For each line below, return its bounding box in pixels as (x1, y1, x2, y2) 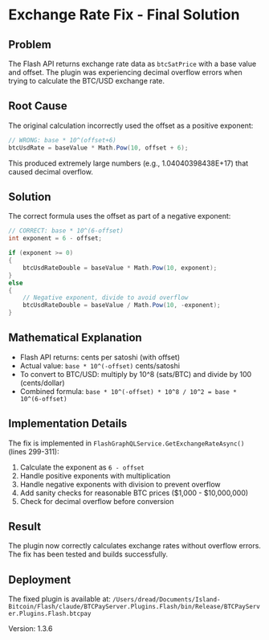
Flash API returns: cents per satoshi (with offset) (19, 352, 181, 362)
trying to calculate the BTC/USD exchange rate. (8, 76, 165, 85)
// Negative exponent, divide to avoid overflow (22, 293, 189, 302)
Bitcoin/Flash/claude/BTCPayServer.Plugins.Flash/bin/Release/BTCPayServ (8, 603, 261, 611)
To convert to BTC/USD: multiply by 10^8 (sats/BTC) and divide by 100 (19, 369, 252, 379)
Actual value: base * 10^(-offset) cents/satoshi (19, 360, 181, 371)
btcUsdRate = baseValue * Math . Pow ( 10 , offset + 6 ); (8, 143, 189, 152)
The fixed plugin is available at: (8, 594, 111, 604)
